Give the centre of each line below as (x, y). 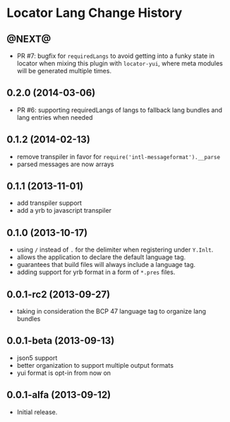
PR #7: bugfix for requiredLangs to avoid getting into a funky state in (115, 56)
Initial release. (37, 412)
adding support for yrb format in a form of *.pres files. (96, 272)
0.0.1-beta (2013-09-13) (61, 341)
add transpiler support (49, 203)
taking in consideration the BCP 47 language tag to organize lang (111, 311)
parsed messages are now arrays (65, 164)
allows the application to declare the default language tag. (101, 257)
